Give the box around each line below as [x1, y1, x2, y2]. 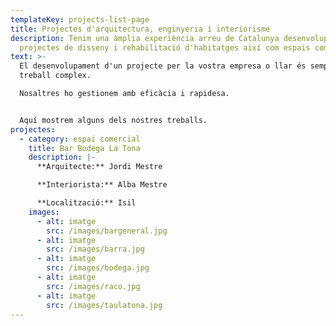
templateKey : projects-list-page [10, 14, 150, 25]
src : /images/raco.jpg [46, 281, 141, 291]
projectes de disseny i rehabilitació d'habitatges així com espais [19, 42, 311, 53]
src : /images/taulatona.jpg [46, 300, 163, 310]
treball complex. [19, 71, 92, 81]
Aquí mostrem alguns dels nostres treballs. [19, 115, 208, 125]
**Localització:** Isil [36, 198, 137, 208]
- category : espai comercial [19, 134, 141, 144]
